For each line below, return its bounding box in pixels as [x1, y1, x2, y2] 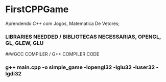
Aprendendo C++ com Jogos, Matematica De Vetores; [5, 20, 120, 26]
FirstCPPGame [5, 4, 69, 15]
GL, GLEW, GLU [5, 39, 44, 46]
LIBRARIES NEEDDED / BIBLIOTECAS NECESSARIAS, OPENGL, [5, 33, 161, 40]
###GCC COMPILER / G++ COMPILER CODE [5, 51, 100, 57]
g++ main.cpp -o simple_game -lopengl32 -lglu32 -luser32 [5, 64, 155, 71]
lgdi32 [5, 70, 22, 77]
